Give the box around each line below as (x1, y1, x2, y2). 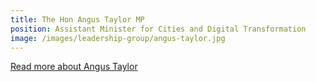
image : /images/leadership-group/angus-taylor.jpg (10, 33, 226, 43)
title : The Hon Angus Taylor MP (10, 14, 145, 25)
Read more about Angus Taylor (10, 61, 138, 73)
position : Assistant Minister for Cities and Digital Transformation (10, 24, 307, 34)
